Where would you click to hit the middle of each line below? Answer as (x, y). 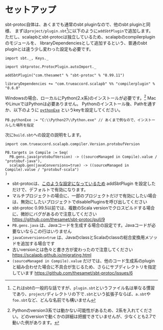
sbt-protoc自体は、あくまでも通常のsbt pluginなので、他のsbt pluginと (76, 24)
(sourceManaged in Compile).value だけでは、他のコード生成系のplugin (83, 261)
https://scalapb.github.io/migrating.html (52, 255)
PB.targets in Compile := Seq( (37, 153)
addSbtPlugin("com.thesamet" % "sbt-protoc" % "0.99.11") (65, 75)
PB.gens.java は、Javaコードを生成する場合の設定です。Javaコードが (82, 225)
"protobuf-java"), (24, 161)
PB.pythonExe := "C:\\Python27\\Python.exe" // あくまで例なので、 (71, 120)
